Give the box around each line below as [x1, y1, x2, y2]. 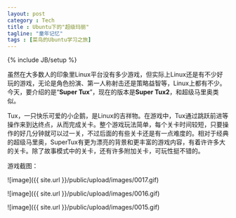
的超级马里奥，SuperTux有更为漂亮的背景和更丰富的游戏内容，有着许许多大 [7, 138, 226, 146]
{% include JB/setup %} [7, 56, 77, 64]
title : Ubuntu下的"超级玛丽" [7, 23, 89, 30]
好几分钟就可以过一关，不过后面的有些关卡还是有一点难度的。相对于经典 [19, 129, 229, 138]
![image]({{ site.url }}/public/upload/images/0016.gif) [7, 189, 160, 198]
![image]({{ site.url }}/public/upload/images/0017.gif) [7, 176, 159, 184]
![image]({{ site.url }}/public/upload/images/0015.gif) [7, 203, 160, 212]
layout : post [7, 10, 46, 18]
